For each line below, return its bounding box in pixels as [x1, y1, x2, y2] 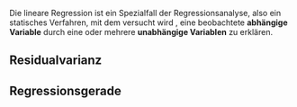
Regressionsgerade [9, 83, 121, 98]
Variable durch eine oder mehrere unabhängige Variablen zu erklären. [9, 27, 273, 37]
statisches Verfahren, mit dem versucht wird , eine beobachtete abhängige [9, 17, 288, 28]
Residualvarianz [9, 53, 103, 68]
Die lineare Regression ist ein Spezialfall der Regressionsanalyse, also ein [9, 8, 282, 18]
